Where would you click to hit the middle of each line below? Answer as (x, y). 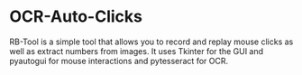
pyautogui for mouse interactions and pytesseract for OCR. (119, 61)
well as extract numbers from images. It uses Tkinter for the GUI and (137, 51)
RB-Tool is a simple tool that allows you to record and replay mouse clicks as (151, 42)
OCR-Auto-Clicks (76, 17)
